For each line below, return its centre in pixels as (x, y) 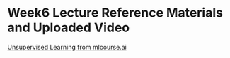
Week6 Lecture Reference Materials (115, 13)
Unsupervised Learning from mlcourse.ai (67, 47)
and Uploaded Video (69, 28)
